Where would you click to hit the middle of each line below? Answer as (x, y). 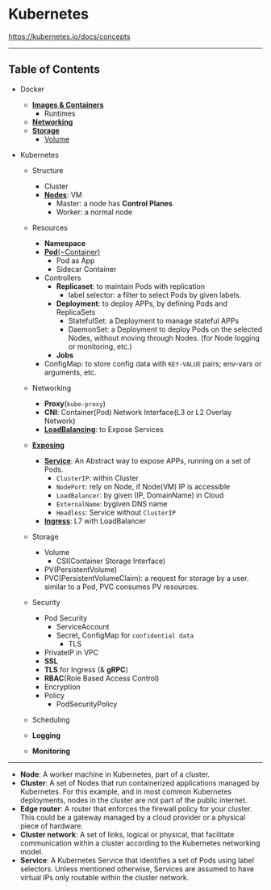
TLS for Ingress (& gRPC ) (86, 669)
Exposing (48, 445)
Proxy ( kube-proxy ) (75, 403)
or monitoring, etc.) (100, 346)
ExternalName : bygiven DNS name (112, 503)
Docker (32, 89)
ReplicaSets (76, 311)
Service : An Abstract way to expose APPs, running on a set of (148, 460)
